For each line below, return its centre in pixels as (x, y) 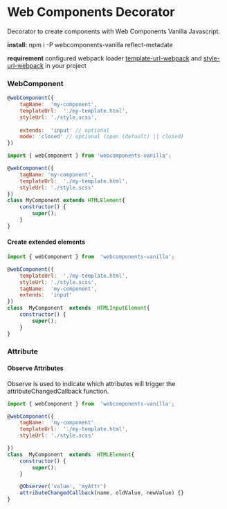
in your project (65, 65)
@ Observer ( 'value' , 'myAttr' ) (63, 487)
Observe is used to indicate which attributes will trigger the (91, 383)
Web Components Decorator (91, 12)
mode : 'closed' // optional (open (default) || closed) (102, 137)
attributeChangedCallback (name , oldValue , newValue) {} (102, 493)
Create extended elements (46, 242)
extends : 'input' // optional (65, 130)
